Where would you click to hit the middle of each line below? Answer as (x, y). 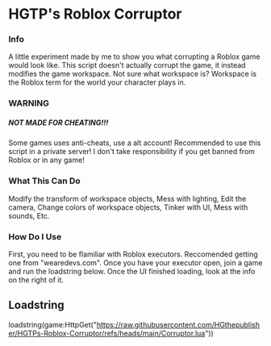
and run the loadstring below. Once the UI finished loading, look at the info (132, 271)
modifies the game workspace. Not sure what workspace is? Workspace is (132, 74)
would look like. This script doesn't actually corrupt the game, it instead (127, 65)
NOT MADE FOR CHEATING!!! (58, 123)
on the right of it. (36, 280)
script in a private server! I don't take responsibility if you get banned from (132, 152)
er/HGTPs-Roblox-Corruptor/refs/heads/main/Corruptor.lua (107, 333)
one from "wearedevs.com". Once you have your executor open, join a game (135, 262)
